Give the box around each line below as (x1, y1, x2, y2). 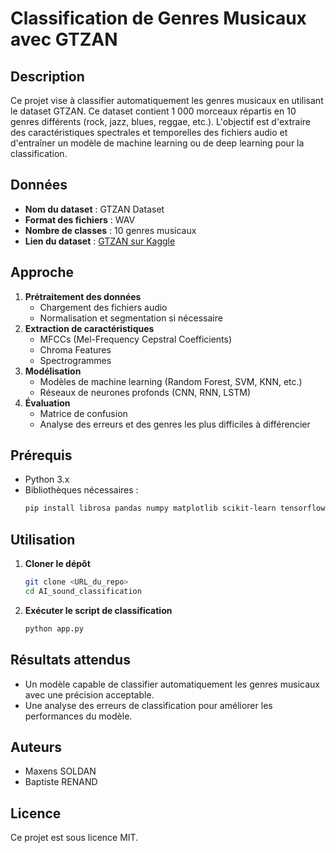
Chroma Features (39, 343, 112, 356)
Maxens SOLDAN (24, 765, 97, 777)
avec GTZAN (10, 28, 118, 51)
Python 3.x (24, 473, 70, 486)
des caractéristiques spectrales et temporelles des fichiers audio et (10, 127, 288, 138)
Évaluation (24, 397, 71, 409)
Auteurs (10, 738, 63, 756)
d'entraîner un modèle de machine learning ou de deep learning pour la (10, 137, 305, 149)
